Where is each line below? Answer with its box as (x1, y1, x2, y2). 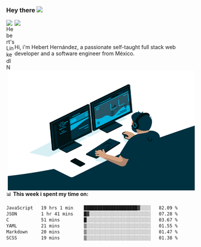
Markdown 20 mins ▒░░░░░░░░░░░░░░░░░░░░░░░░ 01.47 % (6, 229, 178, 235)
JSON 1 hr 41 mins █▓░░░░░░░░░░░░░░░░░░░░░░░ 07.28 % (6, 211, 178, 217)
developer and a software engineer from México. (14, 50, 135, 57)
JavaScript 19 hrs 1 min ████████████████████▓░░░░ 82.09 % (6, 205, 178, 211)
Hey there (6, 6, 36, 14)
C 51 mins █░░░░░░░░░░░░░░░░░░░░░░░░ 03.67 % (6, 217, 178, 223)
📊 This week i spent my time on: (6, 191, 89, 198)
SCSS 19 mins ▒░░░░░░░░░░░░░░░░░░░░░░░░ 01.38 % (6, 235, 178, 241)
